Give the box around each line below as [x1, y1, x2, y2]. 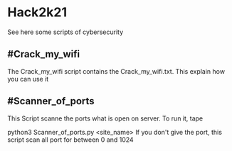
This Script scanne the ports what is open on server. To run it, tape [7, 114, 204, 123]
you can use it [7, 74, 49, 83]
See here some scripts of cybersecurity [7, 28, 124, 36]
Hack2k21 [7, 4, 68, 21]
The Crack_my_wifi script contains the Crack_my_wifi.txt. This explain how [7, 67, 226, 75]
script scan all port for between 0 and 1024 [7, 135, 134, 144]
